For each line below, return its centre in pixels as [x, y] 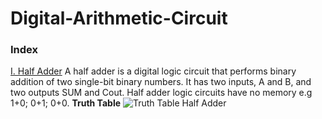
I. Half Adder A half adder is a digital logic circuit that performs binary [153, 71]
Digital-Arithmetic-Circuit [119, 18]
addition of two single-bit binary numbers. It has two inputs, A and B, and [161, 82]
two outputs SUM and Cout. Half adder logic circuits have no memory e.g [161, 93]
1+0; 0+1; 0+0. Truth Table [66, 103]
